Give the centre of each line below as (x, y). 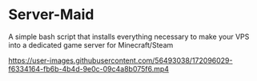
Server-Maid (51, 15)
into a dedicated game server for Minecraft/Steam (91, 44)
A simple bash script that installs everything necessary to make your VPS (129, 37)
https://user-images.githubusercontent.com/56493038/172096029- (120, 60)
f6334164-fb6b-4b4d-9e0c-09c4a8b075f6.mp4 (89, 68)
